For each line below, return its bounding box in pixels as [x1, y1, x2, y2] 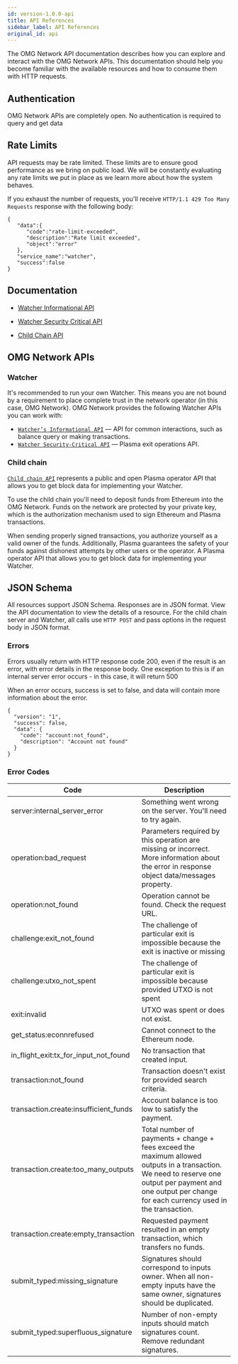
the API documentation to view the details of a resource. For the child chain [7, 608, 227, 617]
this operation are [141, 835, 200, 845]
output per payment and [141, 1178, 222, 1188]
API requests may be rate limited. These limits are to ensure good [7, 158, 198, 166]
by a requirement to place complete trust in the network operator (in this [7, 396, 218, 404]
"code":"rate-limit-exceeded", [25, 228, 119, 235]
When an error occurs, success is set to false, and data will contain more [7, 686, 220, 694]
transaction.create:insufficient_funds [11, 1104, 133, 1114]
